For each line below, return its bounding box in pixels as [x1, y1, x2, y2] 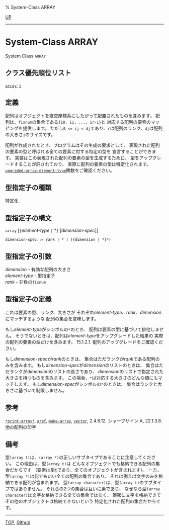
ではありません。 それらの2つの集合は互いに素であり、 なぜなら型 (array [9, 486, 160, 492]
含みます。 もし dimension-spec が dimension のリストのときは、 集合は [14, 362, 159, 368]
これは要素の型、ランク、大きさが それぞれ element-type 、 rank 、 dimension [5, 309, 162, 315]
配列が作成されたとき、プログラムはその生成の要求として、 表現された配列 [5, 142, 160, 148]
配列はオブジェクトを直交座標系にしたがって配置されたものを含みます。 [5, 113, 154, 119]
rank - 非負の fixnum [5, 279, 46, 285]
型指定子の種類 [5, 183, 52, 192]
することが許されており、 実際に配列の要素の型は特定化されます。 [14, 161, 151, 167]
